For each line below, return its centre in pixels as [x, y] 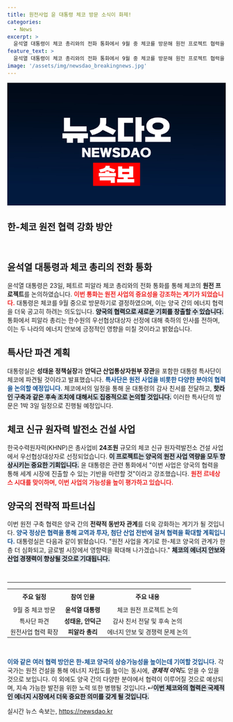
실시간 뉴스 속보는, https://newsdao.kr [60, 712]
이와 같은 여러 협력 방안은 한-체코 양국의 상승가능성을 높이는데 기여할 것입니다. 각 [115, 662]
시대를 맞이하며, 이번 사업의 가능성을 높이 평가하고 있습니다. [94, 482]
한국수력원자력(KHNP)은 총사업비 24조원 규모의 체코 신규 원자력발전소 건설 [109, 447]
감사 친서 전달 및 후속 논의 [147, 621]
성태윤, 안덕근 [83, 621]
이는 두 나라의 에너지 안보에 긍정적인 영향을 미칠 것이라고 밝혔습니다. [100, 329]
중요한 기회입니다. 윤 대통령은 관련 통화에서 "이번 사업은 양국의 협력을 [125, 465]
